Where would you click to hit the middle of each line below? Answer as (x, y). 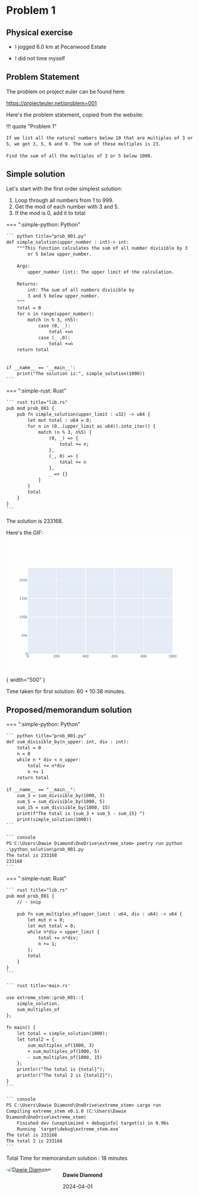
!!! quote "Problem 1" (32, 126)
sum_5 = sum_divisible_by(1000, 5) (61, 802)
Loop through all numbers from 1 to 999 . (64, 200)
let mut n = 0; (46, 920)
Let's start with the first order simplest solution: (64, 188)
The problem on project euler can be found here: (66, 91)
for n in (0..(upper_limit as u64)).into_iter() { (92, 426)
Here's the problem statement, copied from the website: (75, 115)
